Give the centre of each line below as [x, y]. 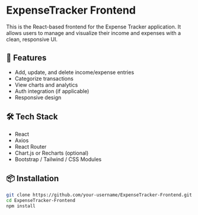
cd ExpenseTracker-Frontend [41, 201]
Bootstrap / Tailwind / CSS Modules [58, 159]
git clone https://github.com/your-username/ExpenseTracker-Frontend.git [99, 195]
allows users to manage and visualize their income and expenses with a [94, 33]
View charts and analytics [46, 85]
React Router [31, 146]
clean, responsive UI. [32, 39]
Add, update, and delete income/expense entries [74, 72]
